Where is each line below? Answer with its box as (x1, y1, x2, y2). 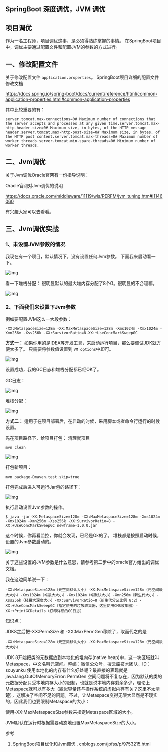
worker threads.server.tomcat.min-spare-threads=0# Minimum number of (5, 139, 156, 144)
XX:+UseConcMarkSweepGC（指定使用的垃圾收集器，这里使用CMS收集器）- (5, 603, 138, 608)
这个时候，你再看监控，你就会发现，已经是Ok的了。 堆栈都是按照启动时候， (5, 532, 162, 538)
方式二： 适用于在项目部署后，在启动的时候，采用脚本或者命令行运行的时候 (5, 418, 160, 424)
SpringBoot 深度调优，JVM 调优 (5, 5, 106, 14)
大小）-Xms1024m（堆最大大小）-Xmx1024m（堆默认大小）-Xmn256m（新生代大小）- (9, 592, 159, 597)
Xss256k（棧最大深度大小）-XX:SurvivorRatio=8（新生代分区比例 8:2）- (5, 598, 142, 603)
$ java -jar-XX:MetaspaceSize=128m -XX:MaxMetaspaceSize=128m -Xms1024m (5, 514, 160, 519)
